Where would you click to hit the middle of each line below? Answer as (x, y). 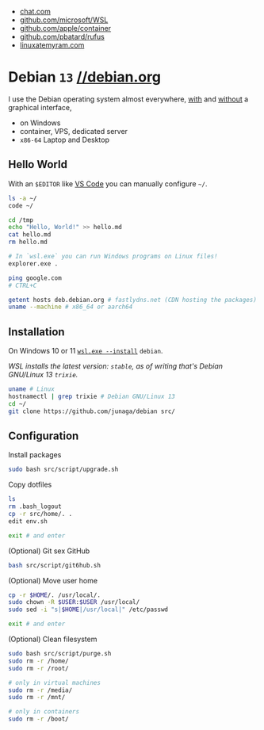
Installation (36, 332)
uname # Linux (32, 389)
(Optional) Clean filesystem (53, 639)
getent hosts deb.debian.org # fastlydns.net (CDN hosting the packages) (133, 300)
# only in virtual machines (55, 682)
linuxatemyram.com (52, 45)
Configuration (44, 436)
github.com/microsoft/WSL (64, 20)
